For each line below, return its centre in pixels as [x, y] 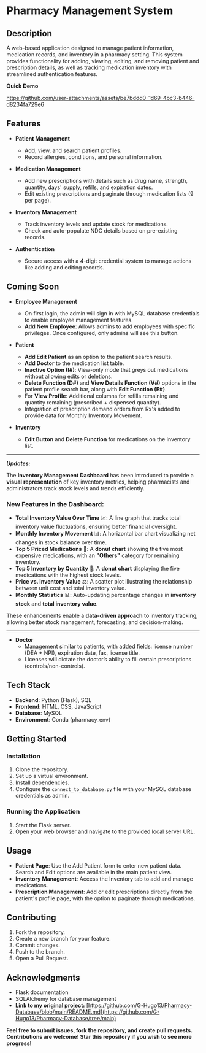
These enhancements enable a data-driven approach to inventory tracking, [102, 615]
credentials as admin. [42, 796]
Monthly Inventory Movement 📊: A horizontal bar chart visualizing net [105, 533]
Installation [24, 757]
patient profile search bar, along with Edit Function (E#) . [95, 389]
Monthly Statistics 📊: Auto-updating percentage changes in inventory [105, 595]
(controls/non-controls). [55, 666]
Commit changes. [37, 945]
